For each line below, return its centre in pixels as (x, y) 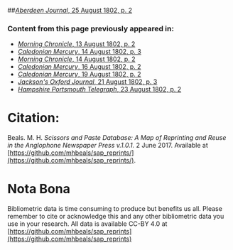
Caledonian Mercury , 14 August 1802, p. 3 (80, 52)
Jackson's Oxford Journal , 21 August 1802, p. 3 (87, 82)
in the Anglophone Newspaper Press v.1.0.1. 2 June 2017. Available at (108, 146)
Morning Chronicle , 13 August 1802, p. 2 (76, 44)
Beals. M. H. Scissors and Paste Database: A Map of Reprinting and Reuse (117, 138)
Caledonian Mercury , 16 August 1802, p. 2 (79, 67)
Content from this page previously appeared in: (91, 28)
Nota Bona (39, 189)
